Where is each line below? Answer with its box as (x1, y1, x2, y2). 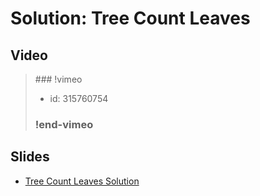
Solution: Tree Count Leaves (10, 7, 251, 30)
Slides (10, 148, 50, 166)
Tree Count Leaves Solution (24, 175, 140, 187)
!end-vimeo (34, 117, 94, 131)
